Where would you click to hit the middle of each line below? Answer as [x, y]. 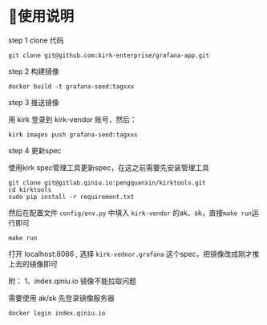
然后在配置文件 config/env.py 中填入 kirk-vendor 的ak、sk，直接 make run [130, 213]
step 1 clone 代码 [36, 40]
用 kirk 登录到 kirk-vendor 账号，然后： [73, 119]
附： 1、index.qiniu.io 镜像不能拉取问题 [73, 281]
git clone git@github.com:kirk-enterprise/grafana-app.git [109, 55]
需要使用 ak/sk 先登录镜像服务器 [61, 298]
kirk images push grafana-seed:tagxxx [73, 134]
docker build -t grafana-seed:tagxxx [71, 86]
